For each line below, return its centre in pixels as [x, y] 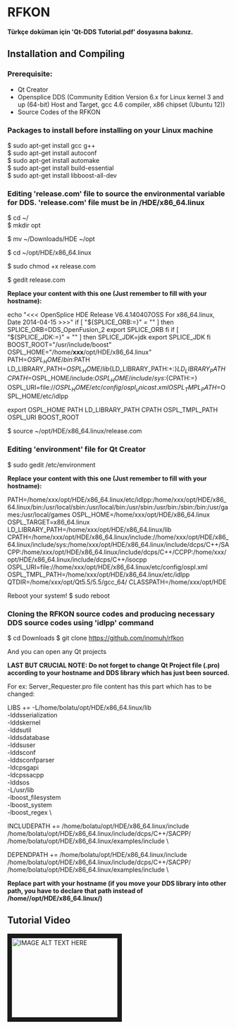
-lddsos [19, 782]
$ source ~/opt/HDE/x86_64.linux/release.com [75, 431]
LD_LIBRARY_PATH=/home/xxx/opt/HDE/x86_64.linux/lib [89, 529]
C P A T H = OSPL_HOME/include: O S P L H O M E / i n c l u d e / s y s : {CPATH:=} [103, 379]
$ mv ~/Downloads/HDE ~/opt [51, 239]
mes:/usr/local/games [39, 514]
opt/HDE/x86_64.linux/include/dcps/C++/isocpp [77, 559]
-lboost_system [30, 805]
